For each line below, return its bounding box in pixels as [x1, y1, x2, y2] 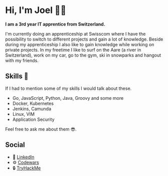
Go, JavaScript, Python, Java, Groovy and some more [12, 95, 124, 101]
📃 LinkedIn [12, 154, 35, 160]
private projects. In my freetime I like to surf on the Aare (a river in [5, 47, 141, 53]
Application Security [12, 116, 55, 122]
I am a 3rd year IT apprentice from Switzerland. [5, 21, 105, 27]
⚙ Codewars [12, 159, 39, 165]
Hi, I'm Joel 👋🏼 [5, 5, 67, 16]
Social [5, 140, 25, 149]
